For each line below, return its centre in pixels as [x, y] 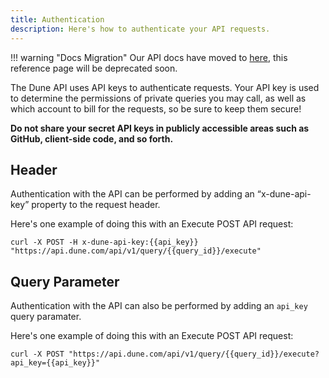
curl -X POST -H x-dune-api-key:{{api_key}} [104, 242]
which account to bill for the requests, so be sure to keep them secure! [156, 108]
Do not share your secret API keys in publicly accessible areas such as [160, 128]
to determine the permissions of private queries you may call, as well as [158, 98]
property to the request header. [96, 205]
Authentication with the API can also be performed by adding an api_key [159, 306]
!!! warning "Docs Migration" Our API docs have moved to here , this [149, 57]
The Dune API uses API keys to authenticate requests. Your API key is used [165, 87]
